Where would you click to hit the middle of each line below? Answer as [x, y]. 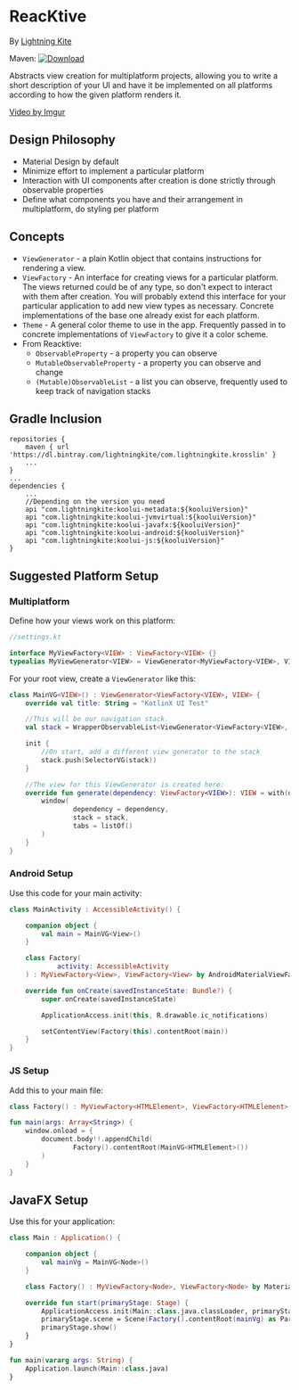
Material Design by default [70, 161]
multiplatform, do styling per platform [90, 209]
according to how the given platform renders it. [96, 95]
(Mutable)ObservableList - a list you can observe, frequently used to [161, 382]
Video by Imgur [37, 111]
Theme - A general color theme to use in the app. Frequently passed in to [154, 325]
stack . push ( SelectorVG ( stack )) [99, 760]
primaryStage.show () [79, 1328]
